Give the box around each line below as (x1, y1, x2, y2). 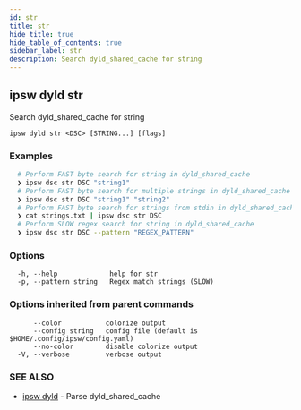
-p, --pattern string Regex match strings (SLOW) (17, 278, 215, 286)
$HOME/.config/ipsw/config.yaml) (9, 334, 134, 343)
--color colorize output (32, 319, 167, 328)
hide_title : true (9, 30, 74, 38)
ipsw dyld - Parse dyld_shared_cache (21, 391, 161, 401)
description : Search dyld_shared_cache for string (9, 55, 202, 64)
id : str (9, 13, 39, 22)
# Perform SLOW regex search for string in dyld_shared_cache (17, 220, 254, 229)
